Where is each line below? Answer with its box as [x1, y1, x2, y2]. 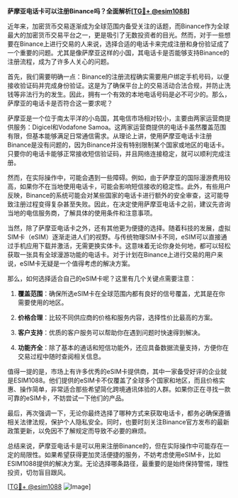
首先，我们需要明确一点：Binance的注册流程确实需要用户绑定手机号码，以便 [7, 72, 230, 81]
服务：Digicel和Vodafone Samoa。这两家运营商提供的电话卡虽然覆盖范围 [13, 123, 227, 131]
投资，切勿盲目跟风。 [7, 468, 69, 477]
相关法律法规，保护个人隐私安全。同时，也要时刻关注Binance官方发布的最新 [7, 418, 230, 426]
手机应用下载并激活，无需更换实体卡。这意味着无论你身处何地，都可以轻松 [13, 242, 231, 250]
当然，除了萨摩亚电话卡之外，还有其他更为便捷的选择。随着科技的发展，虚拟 [7, 224, 231, 232]
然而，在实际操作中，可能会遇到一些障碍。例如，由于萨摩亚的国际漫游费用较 [7, 174, 231, 181]
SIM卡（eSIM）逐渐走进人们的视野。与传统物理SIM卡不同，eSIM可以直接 [7, 233, 221, 241]
